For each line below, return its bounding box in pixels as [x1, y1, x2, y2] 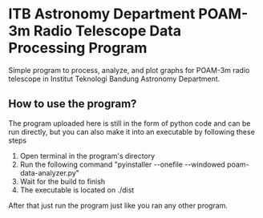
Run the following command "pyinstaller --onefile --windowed [19, 159, 226, 169]
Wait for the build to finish [19, 176, 106, 186]
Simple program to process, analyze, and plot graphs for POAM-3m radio [8, 65, 250, 75]
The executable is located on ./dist [19, 185, 135, 195]
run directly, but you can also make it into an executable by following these [8, 127, 255, 136]
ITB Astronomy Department [8, 5, 196, 23]
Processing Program [8, 39, 148, 57]
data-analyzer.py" [19, 168, 80, 177]
